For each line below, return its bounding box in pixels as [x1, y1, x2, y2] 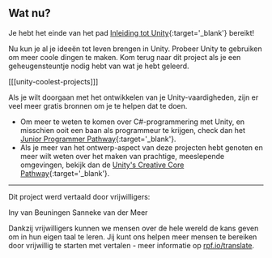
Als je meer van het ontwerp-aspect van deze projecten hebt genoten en [19, 142, 263, 153]
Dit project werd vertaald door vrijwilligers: [8, 191, 151, 201]
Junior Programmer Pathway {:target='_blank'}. [19, 134, 176, 144]
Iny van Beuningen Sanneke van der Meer [8, 207, 148, 217]
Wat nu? [8, 6, 51, 20]
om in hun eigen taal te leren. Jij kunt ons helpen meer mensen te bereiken [8, 231, 257, 242]
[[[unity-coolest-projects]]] [8, 76, 99, 86]
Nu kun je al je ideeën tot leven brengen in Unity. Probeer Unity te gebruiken [8, 44, 262, 54]
